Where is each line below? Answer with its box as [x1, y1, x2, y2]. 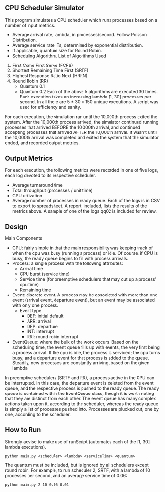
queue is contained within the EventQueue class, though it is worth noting [5, 391, 154, 396]
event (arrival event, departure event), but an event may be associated [12, 297, 155, 303]
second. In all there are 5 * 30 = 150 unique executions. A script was [19, 98, 159, 105]
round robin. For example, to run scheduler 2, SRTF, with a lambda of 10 [5, 467, 151, 473]
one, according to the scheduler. [5, 411, 71, 418]
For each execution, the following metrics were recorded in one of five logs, [5, 167, 159, 173]
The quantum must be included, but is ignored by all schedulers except [5, 462, 149, 468]
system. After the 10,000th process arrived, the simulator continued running [5, 119, 159, 125]
